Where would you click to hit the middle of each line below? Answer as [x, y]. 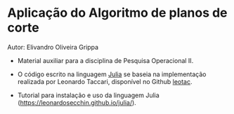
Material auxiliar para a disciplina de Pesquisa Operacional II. [105, 60]
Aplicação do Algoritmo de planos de [117, 13]
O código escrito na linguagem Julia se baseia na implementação [112, 74]
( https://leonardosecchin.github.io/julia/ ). [77, 102]
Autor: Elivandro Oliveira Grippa [53, 47]
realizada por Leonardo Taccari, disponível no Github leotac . [105, 81]
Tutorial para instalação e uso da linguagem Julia [88, 95]
